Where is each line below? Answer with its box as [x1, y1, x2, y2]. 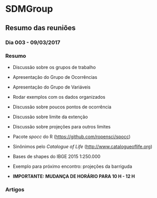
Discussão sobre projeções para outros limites [12, 123, 111, 129]
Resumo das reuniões [5, 24, 76, 32]
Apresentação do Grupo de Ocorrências [12, 74, 98, 80]
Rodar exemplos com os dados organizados [12, 94, 106, 100]
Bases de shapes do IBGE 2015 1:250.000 [12, 153, 101, 159]
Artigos [5, 186, 25, 193]
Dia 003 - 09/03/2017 [5, 39, 60, 46]
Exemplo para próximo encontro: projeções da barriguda [12, 163, 132, 169]
